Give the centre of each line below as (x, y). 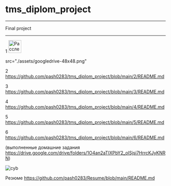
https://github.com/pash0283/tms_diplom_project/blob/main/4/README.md (85, 107)
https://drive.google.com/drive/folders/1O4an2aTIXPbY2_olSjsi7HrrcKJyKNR (85, 153)
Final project (18, 28)
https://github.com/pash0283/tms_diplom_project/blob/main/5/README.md (85, 122)
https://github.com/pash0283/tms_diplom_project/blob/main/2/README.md (85, 76)
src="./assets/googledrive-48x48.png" (46, 61)
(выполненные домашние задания (43, 147)
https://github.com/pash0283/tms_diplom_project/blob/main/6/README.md (85, 137)
